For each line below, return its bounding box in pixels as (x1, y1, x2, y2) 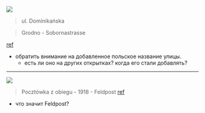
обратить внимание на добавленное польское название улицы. (15, 53, 182, 60)
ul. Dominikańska (21, 17, 65, 24)
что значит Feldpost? (15, 100, 70, 107)
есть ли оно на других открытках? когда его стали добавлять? (24, 59, 188, 67)
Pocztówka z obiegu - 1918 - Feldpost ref (21, 89, 125, 95)
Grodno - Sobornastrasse (21, 29, 86, 36)
